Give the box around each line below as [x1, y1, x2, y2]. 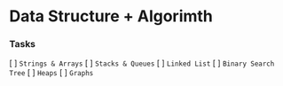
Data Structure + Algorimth [9, 6, 213, 27]
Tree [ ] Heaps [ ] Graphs [9, 67, 94, 78]
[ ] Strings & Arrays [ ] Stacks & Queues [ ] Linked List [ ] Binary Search [9, 58, 275, 68]
